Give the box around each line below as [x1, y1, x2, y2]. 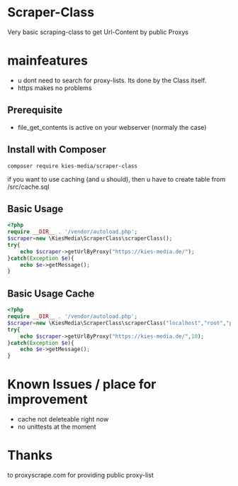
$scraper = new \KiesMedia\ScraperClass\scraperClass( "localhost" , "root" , [7, 319, 227, 326]
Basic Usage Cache [7, 287, 95, 299]
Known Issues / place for [7, 377, 157, 392]
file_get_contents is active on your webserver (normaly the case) [17, 123, 207, 131]
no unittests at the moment [17, 423, 96, 431]
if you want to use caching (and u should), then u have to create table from [7, 175, 226, 183]
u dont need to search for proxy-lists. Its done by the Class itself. [17, 76, 207, 84]
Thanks [7, 448, 53, 463]
